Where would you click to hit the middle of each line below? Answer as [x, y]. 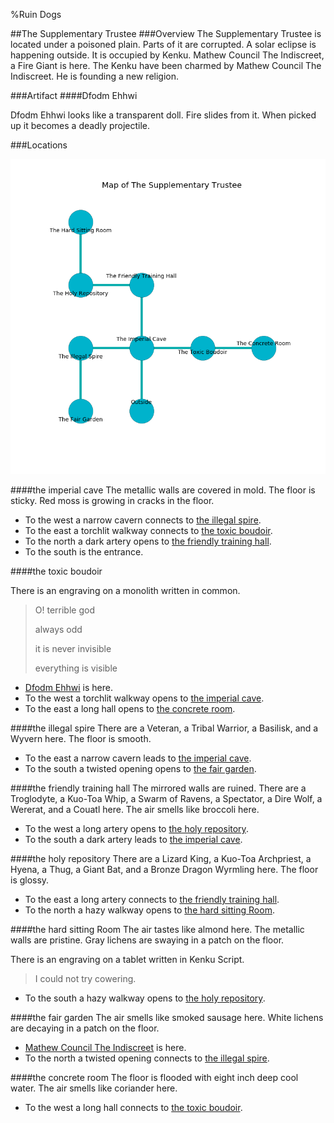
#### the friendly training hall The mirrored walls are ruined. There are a [158, 788]
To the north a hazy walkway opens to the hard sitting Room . [149, 910]
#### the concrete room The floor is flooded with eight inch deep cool [154, 1077]
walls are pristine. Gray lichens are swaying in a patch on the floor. [147, 940]
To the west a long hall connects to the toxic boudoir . [133, 1107]
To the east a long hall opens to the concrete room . [130, 708]
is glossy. [30, 880]
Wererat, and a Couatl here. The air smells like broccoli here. [135, 809]
